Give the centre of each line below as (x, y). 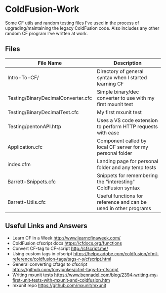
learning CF (110, 84)
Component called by (122, 141)
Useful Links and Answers (46, 226)
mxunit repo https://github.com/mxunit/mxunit (59, 285)
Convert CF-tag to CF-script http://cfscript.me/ (60, 248)
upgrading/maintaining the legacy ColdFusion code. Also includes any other (82, 28)
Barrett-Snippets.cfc (32, 181)
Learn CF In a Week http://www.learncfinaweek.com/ (66, 238)
